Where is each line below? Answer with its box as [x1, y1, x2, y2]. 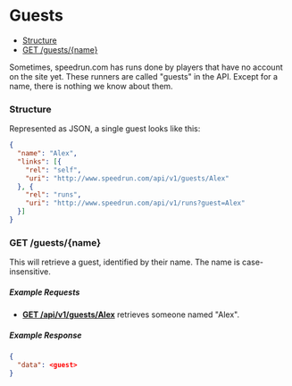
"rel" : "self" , [25, 165, 82, 174]
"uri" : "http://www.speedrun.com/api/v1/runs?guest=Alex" [25, 198, 246, 208]
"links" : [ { [17, 157, 63, 166]
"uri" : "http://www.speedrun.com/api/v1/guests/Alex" [25, 173, 229, 183]
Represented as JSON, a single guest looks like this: [9, 123, 201, 134]
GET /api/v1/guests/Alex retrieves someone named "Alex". [21, 309, 239, 320]
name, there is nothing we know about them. [9, 80, 173, 91]
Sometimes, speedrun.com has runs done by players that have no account [9, 62, 283, 72]
